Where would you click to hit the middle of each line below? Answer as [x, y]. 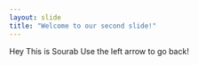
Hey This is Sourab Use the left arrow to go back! [99, 51]
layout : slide [36, 17]
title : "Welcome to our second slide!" [83, 26]
